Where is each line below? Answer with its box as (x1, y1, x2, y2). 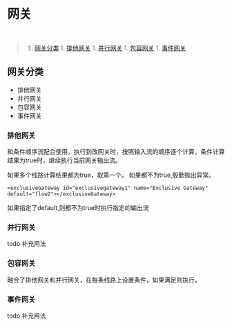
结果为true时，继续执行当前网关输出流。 (7, 156, 122, 164)
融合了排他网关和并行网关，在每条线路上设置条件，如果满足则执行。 (7, 276, 201, 284)
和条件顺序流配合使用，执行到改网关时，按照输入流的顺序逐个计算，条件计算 (7, 148, 225, 156)
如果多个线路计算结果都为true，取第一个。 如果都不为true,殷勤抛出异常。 (7, 171, 215, 180)
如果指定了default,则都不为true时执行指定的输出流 (7, 204, 150, 212)
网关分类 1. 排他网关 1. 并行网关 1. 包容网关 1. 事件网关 (34, 44, 186, 52)
